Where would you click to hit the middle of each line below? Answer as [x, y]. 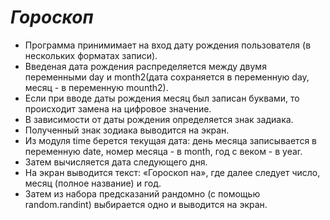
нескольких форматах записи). [91, 55]
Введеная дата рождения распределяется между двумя [145, 66]
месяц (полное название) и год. [93, 183]
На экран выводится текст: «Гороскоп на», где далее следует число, [172, 172]
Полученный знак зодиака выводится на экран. [127, 130]
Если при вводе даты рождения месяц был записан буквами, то [162, 98]
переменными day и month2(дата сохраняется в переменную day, [167, 77]
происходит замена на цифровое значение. [118, 108]
